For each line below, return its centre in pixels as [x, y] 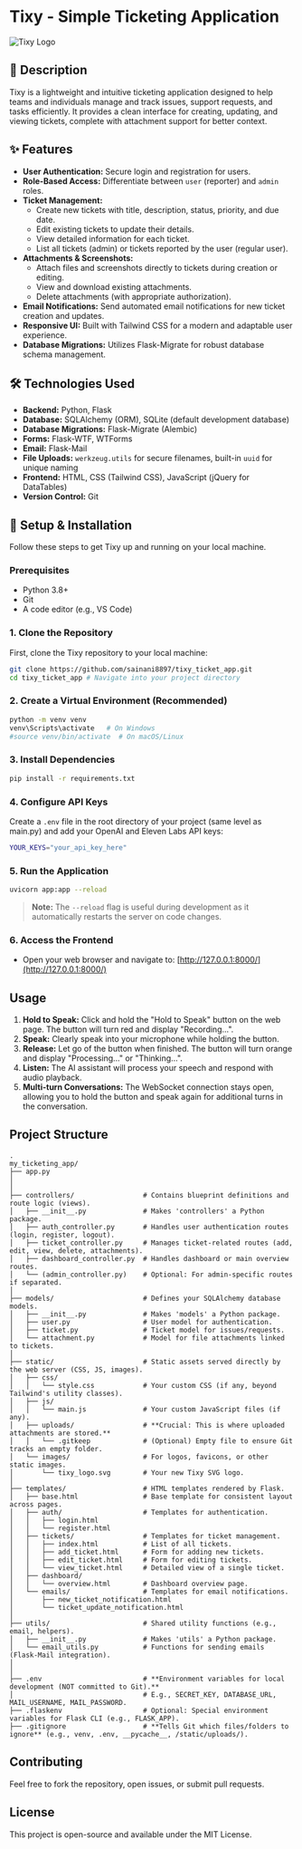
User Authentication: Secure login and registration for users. [137, 171]
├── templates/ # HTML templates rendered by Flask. [147, 1488]
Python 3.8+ [46, 590]
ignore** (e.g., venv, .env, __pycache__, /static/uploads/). [129, 1734]
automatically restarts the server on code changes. [127, 916]
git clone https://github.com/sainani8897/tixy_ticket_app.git [131, 669]
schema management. [64, 354]
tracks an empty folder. [56, 1449]
